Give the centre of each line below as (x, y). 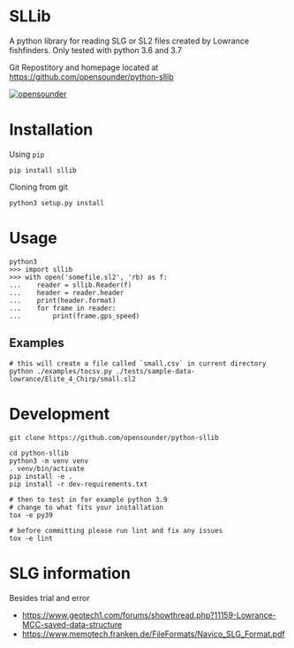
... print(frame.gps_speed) (75, 316)
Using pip (27, 154)
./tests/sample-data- (156, 371)
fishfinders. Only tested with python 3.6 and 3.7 (96, 50)
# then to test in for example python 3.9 (88, 499)
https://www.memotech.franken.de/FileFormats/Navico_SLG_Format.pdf (153, 634)
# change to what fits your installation (87, 507)
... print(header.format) (63, 300)
